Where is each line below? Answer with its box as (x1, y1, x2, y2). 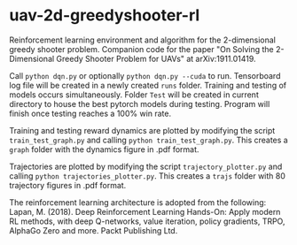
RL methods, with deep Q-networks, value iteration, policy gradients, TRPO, (9, 216, 285, 226)
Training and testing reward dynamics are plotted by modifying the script (9, 125, 276, 135)
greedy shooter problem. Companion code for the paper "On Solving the (9, 43, 275, 54)
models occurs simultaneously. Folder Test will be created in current (9, 89, 259, 100)
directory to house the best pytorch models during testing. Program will (9, 98, 270, 109)
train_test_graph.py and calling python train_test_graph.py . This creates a (9, 134, 288, 145)
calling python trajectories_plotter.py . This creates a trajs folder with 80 (9, 170, 286, 181)
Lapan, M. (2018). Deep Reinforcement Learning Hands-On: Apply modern (9, 206, 281, 217)
